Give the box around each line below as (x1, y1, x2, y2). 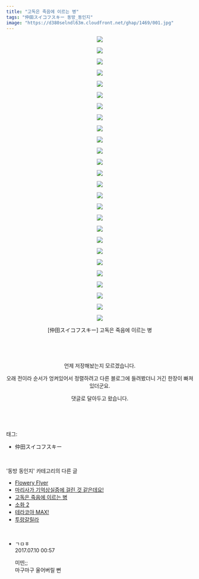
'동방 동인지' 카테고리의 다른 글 (6, 467, 78, 474)
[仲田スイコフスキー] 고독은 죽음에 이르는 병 (47, 326, 153, 333)
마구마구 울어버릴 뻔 (14, 567, 61, 574)
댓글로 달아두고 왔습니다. (71, 395, 129, 402)
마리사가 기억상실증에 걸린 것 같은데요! (14, 486, 104, 493)
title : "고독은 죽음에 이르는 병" (6, 8, 79, 15)
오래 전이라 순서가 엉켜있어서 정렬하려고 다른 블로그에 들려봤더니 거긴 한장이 (6, 375, 182, 382)
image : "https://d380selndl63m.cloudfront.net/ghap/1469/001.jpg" (6, 20, 174, 26)
